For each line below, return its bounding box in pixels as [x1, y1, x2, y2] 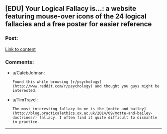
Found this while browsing [12, 79, 69, 84]
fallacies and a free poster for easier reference [5, 20, 152, 28]
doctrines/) [12, 115, 37, 120]
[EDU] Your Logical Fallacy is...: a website [5, 4, 137, 13]
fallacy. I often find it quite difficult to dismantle [39, 115, 158, 120]
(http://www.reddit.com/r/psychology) [12, 83, 93, 89]
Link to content [5, 46, 36, 52]
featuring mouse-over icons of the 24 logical [5, 12, 147, 21]
